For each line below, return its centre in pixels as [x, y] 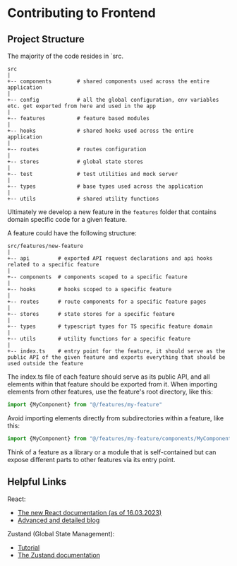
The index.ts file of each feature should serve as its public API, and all [109, 377]
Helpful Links [37, 482]
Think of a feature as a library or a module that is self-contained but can [112, 452]
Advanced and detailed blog [59, 520]
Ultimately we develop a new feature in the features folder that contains [112, 212]
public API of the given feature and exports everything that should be [116, 358]
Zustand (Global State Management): [61, 533]
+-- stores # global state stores [75, 162]
